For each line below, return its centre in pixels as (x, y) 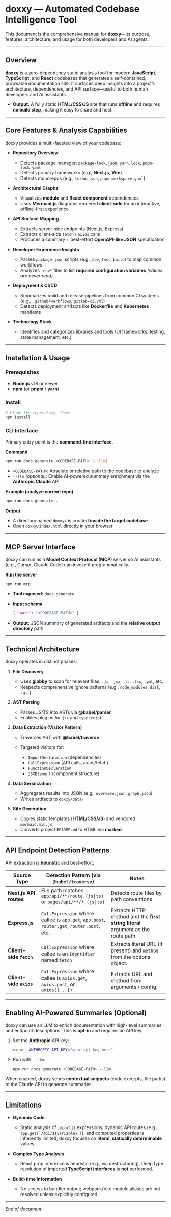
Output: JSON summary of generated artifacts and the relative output (87, 623)
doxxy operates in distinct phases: (41, 661)
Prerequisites (22, 372)
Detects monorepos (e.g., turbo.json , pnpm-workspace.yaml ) (83, 178)
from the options (131, 957)
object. (119, 963)
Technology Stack (32, 322)
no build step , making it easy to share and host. (63, 109)
